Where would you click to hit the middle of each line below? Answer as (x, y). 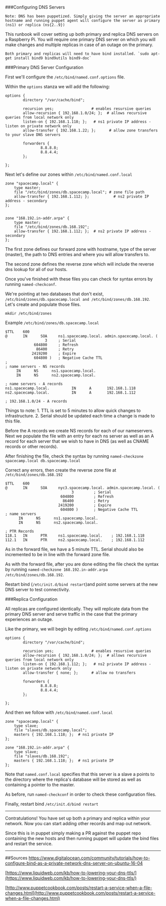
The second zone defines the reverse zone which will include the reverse (80, 264)
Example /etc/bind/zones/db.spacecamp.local (52, 323)
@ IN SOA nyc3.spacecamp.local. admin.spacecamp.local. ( (83, 488)
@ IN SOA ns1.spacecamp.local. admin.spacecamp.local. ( (82, 336)
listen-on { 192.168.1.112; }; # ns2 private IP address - (87, 664)
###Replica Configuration (31, 599)
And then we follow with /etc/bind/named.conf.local (59, 712)
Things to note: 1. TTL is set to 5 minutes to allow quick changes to (73, 411)
